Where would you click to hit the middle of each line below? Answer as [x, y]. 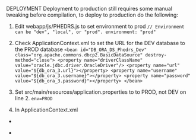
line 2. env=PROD [34, 98]
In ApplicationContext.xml [46, 110]
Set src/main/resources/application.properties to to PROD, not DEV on [100, 92]
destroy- [156, 55]
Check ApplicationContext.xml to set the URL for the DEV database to [100, 43]
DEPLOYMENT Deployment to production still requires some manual [89, 9]
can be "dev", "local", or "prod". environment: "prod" [85, 32]
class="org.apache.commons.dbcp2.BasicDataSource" [79, 55]
